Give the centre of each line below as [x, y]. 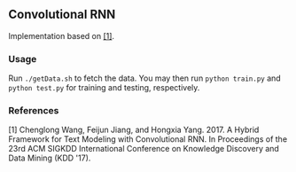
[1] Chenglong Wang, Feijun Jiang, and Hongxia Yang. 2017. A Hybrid [134, 130]
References [34, 111]
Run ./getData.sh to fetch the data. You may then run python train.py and [144, 78]
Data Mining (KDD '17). [50, 158]
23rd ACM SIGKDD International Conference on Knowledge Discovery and [144, 149]
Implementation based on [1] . [62, 35]
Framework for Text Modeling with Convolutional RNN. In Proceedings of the [148, 139]
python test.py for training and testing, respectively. [104, 88]
